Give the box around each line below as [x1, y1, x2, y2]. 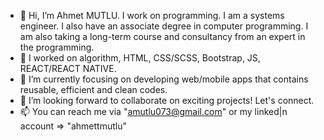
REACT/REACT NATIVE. [19, 63, 117, 74]
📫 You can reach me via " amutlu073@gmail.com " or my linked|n [19, 106, 288, 117]
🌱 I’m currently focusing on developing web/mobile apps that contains [19, 73, 309, 85]
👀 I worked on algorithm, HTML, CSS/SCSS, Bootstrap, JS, [19, 52, 261, 64]
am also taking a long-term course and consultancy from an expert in [19, 31, 306, 42]
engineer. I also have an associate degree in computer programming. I [19, 20, 309, 32]
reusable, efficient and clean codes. [19, 84, 168, 95]
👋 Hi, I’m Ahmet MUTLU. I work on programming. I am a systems [19, 10, 285, 21]
